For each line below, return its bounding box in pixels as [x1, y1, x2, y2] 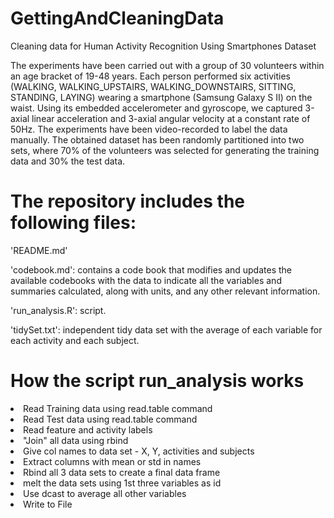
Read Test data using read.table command [23, 413, 198, 425]
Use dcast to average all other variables [23, 487, 187, 499]
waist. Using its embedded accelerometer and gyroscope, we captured [10, 102, 303, 114]
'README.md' [10, 244, 68, 256]
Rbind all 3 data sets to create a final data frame [23, 466, 221, 478]
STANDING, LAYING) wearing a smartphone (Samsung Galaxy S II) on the [10, 91, 313, 103]
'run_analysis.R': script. [10, 304, 107, 316]
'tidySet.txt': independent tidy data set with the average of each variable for [10, 323, 323, 336]
